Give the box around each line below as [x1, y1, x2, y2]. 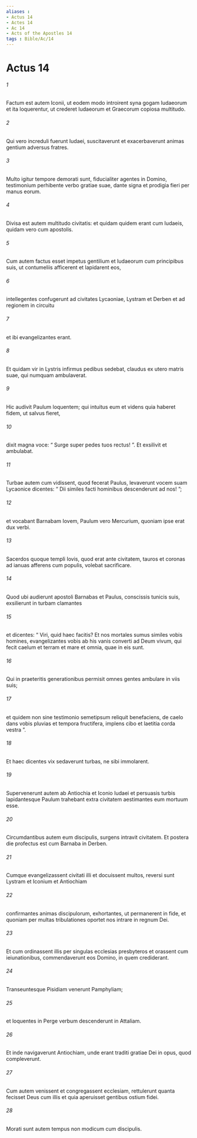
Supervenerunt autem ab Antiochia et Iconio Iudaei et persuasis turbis [6, 790, 175, 797]
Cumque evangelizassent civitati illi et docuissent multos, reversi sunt [6, 872, 175, 879]
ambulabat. [6, 448, 34, 455]
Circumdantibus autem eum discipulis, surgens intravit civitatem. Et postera [6, 834, 189, 841]
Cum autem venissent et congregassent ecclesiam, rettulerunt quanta [6, 1087, 175, 1094]
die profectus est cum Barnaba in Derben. [6, 840, 108, 847]
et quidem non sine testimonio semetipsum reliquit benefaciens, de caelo [6, 713, 183, 720]
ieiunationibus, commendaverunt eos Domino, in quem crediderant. [6, 954, 169, 961]
